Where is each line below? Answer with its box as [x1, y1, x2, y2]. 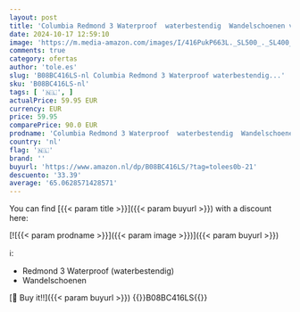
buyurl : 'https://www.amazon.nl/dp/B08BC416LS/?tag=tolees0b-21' [9, 162, 257, 171]
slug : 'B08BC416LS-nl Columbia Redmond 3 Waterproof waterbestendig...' [9, 71, 286, 80]
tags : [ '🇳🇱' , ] [9, 87, 74, 96]
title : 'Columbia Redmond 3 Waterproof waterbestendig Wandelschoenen [9, 21, 286, 30]
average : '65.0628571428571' [9, 179, 118, 188]
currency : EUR [9, 104, 62, 113]
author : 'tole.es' [9, 63, 78, 72]
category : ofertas [9, 54, 78, 63]
